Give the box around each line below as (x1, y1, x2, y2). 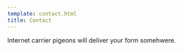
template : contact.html (7, 10, 77, 17)
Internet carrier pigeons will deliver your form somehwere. (7, 36, 176, 44)
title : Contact (7, 17, 52, 24)
